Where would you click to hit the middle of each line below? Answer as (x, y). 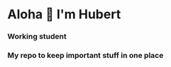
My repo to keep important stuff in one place (85, 56)
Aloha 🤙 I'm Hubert (64, 14)
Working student (37, 37)
